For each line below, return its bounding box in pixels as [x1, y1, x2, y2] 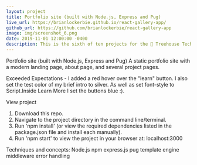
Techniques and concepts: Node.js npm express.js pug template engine [6, 146, 179, 153]
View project [6, 98, 37, 105]
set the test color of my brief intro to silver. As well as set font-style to [6, 81, 175, 88]
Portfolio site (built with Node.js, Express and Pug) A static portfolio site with [6, 57, 191, 64]
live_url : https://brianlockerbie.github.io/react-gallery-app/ [6, 19, 167, 25]
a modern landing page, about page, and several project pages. [6, 63, 160, 70]
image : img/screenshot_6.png [6, 30, 77, 36]
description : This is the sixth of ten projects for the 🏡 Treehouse [6, 42, 180, 47]
